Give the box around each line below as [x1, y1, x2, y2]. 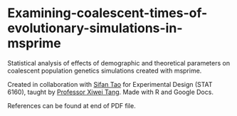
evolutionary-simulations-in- [7, 20, 183, 36]
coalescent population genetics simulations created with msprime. [7, 66, 202, 75]
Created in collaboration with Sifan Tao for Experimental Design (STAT [7, 80, 213, 88]
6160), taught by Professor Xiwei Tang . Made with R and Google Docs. [7, 88, 214, 96]
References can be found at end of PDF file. [7, 101, 137, 110]
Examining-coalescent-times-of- [7, 5, 208, 21]
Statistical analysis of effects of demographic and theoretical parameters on [7, 58, 230, 67]
